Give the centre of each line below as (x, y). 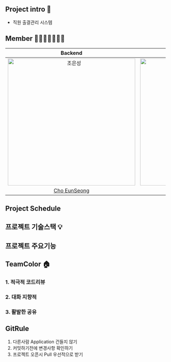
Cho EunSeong (72, 190)
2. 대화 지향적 (21, 297)
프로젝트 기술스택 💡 (34, 227)
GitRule (17, 329)
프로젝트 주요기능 (31, 246)
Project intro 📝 (28, 9)
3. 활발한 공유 (21, 312)
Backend (72, 53)
